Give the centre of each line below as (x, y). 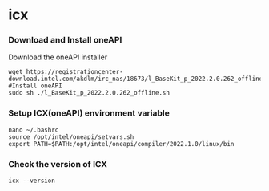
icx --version (32, 181)
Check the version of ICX (58, 164)
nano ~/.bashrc (34, 130)
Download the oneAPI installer (58, 57)
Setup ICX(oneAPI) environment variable (89, 113)
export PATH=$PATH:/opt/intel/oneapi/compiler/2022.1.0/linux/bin (121, 144)
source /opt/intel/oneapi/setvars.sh (71, 137)
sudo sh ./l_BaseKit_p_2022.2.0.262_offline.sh (89, 93)
